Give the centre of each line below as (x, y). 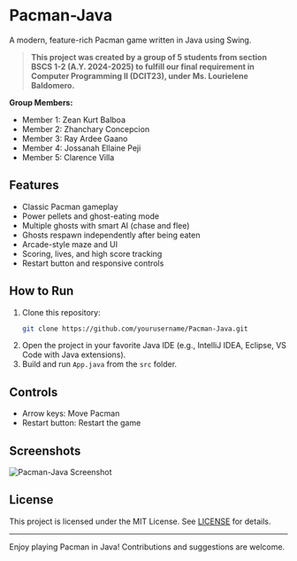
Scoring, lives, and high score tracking (92, 253)
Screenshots (45, 451)
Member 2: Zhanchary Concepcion (86, 129)
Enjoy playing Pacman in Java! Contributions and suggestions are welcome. (147, 547)
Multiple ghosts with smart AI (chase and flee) (106, 225)
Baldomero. (53, 85)
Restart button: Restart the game (81, 423)
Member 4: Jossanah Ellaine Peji (81, 148)
